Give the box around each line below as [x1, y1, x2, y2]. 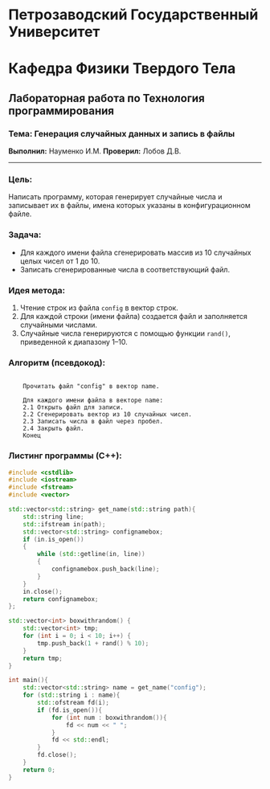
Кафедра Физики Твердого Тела [8, 59, 236, 78]
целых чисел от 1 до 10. [19, 256, 100, 266]
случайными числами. [19, 320, 98, 329]
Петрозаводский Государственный [8, 6, 259, 24]
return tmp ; [22, 654, 63, 662]
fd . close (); [37, 751, 78, 759]
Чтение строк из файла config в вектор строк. [19, 303, 178, 313]
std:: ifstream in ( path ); [22, 520, 106, 528]
